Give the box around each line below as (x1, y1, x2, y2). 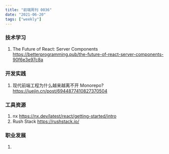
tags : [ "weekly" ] (5, 17, 42, 22)
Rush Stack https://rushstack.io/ (12, 118, 79, 124)
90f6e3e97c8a (12, 56, 44, 63)
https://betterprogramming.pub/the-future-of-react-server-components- (12, 51, 164, 57)
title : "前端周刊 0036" (5, 7, 52, 13)
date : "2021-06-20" (5, 12, 46, 17)
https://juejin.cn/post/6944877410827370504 (12, 88, 108, 94)
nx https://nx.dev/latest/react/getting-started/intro (12, 113, 117, 119)
